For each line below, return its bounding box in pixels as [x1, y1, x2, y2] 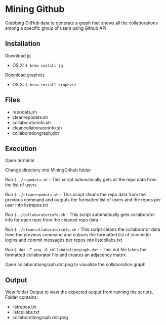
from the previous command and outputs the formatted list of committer [5, 232, 152, 238]
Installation [5, 40, 41, 48]
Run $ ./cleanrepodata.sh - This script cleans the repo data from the [5, 192, 146, 198]
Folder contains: [5, 294, 38, 300]
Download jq [5, 53, 31, 58]
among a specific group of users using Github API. [5, 25, 108, 31]
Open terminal [5, 158, 34, 163]
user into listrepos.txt [5, 202, 48, 208]
